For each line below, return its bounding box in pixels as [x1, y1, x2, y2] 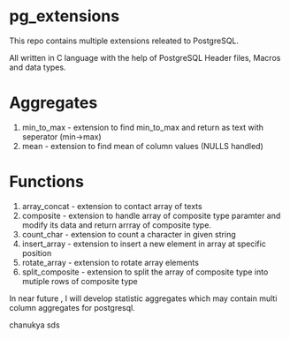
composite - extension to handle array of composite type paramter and [21, 210, 281, 221]
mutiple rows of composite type [21, 275, 139, 286]
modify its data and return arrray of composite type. [21, 219, 212, 230]
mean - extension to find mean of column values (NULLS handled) [21, 140, 263, 151]
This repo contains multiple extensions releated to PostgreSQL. [9, 35, 240, 46]
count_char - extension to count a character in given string [21, 229, 236, 239]
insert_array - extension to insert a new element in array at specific [21, 238, 267, 249]
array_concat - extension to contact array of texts [21, 200, 202, 211]
